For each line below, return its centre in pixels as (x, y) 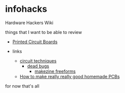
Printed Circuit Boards (35, 42)
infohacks (26, 9)
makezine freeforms (55, 71)
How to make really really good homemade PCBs (70, 76)
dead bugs (38, 66)
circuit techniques (38, 61)
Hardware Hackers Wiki (29, 23)
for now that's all (22, 86)
